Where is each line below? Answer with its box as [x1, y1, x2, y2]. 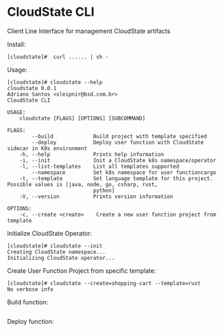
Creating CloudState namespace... [7, 248, 106, 255]
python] [93, 187, 115, 194]
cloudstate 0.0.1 [7, 85, 57, 91]
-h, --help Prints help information [19, 151, 165, 158]
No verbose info [7, 286, 54, 293]
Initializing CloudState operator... [7, 254, 115, 261]
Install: [7, 40, 26, 48]
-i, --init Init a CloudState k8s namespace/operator [19, 157, 216, 164]
